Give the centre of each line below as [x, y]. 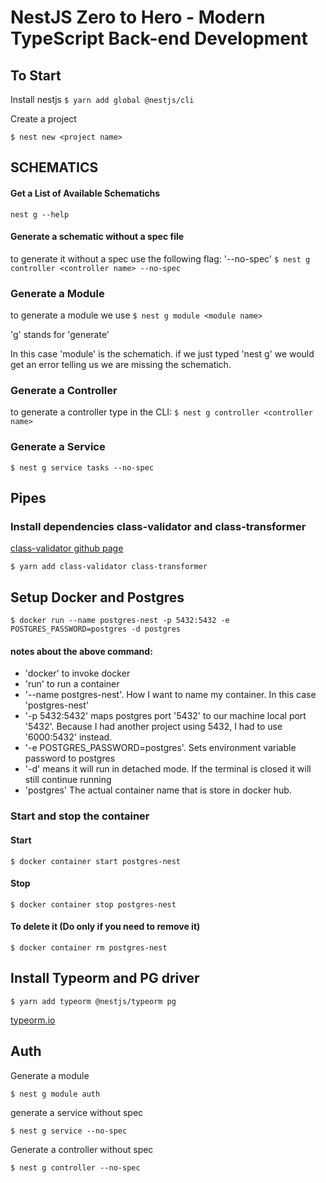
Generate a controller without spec [82, 1149]
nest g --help [40, 214]
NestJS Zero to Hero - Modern [138, 17]
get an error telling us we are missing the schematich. [121, 365]
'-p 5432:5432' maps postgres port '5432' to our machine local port [165, 716]
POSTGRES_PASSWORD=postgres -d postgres [96, 629]
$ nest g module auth [55, 1094]
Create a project [43, 119]
